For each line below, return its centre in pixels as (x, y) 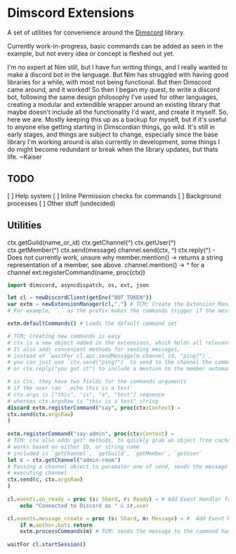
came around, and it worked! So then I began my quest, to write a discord (113, 89)
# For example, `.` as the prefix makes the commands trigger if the (111, 311)
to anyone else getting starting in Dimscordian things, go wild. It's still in (111, 127)
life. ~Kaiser (25, 157)
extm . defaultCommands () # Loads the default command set (92, 324)
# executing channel (38, 473)
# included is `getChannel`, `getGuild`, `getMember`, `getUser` (105, 453)
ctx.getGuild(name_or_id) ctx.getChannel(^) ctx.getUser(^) (92, 242)
